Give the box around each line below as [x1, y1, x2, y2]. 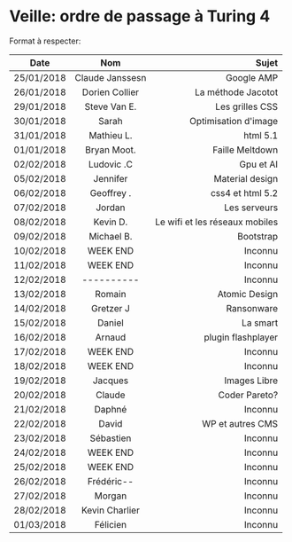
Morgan [94, 490, 127, 502]
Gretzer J [91, 302, 130, 314]
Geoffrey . [89, 186, 132, 199]
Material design [213, 172, 279, 185]
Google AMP [225, 71, 279, 83]
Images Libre [224, 374, 279, 387]
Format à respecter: [9, 35, 81, 46]
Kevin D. [93, 216, 128, 228]
